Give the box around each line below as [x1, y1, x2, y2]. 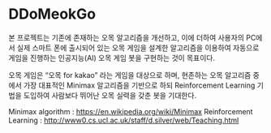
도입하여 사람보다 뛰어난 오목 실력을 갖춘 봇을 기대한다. [23, 90, 197, 100]
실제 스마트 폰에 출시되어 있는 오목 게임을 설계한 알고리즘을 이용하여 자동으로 [16, 42, 260, 53]
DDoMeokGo [8, 5, 96, 24]
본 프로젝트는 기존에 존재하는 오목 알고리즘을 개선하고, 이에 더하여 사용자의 [8, 32, 245, 42]
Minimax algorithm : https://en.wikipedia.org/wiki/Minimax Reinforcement [8, 106, 253, 116]
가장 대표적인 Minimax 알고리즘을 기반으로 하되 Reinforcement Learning [23, 80, 256, 90]
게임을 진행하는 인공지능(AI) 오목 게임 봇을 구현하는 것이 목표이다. [8, 53, 215, 62]
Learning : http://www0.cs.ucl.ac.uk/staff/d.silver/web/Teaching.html [8, 115, 239, 125]
